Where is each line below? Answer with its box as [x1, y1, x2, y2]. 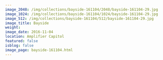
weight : [5, 25, 21, 30]
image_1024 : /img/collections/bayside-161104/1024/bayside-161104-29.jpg [5, 12, 159, 16]
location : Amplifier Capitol [5, 34, 64, 39]
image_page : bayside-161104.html [5, 47, 73, 52]
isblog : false [5, 43, 34, 48]
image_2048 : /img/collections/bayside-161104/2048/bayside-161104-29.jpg [5, 7, 159, 12]
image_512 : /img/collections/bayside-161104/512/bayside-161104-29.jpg [5, 16, 154, 21]
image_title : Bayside [5, 20, 49, 26]
